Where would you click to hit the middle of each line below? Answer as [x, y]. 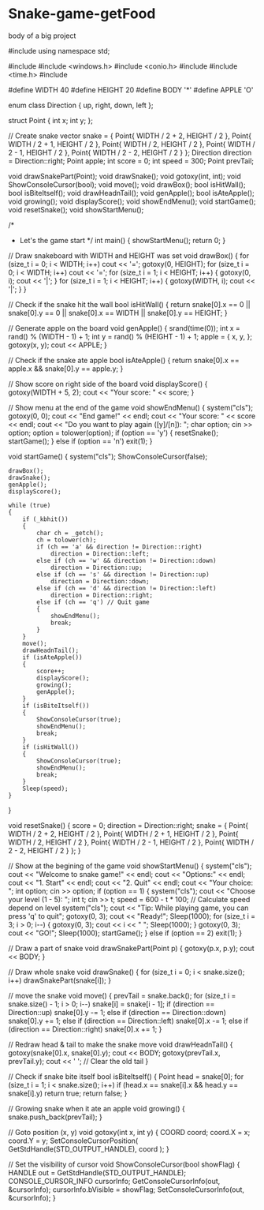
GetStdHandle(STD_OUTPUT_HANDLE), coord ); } [89, 1148]
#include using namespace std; [59, 51]
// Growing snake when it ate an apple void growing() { [97, 1108]
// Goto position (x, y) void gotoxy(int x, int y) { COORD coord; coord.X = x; [129, 1132]
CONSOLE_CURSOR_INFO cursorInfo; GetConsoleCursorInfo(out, [114, 1181]
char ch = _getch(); [70, 533]
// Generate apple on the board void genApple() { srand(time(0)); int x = [124, 328]
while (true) [30, 505]
